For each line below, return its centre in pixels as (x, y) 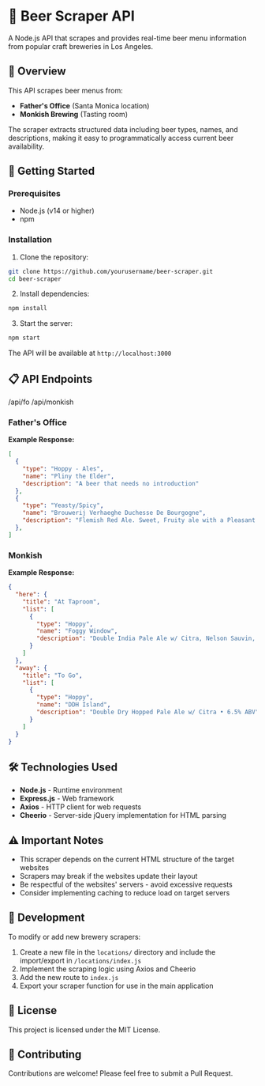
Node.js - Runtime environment (71, 790)
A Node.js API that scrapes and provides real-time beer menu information (127, 38)
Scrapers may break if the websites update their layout (108, 876)
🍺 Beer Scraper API (72, 16)
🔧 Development (47, 918)
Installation (30, 240)
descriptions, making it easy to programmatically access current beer (121, 138)
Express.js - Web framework (67, 799)
